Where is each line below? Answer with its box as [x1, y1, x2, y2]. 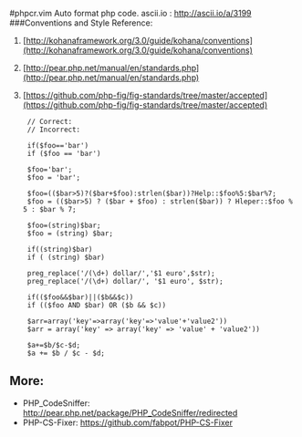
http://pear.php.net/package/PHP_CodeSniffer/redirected [22, 407, 238, 418]
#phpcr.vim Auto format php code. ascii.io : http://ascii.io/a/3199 [9, 8, 253, 18]
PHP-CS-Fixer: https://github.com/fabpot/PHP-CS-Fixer [22, 417, 234, 428]
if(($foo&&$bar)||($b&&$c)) [26, 293, 134, 302]
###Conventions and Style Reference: [9, 17, 153, 28]
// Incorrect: [26, 125, 81, 134]
